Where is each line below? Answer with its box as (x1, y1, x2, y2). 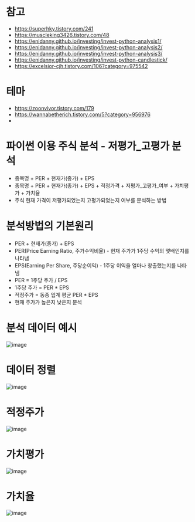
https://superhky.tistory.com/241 (14, 25, 94, 32)
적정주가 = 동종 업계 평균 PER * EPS (14, 291, 98, 298)
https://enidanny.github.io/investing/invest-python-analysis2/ (14, 43, 163, 50)
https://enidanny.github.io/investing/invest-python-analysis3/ (14, 50, 163, 57)
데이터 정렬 (6, 363, 56, 377)
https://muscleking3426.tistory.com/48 (14, 31, 110, 38)
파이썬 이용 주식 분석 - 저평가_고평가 (6, 140, 170, 153)
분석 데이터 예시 (6, 321, 77, 334)
